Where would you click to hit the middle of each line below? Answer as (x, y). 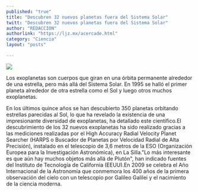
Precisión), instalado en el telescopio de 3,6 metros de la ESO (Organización (99, 146)
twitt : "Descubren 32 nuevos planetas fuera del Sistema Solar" (87, 23)
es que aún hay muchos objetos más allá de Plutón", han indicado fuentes (96, 158)
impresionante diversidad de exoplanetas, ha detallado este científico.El (94, 121)
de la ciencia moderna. (34, 184)
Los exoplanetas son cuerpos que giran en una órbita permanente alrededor (99, 78)
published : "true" (29, 12)
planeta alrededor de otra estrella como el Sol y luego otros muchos (89, 90)
